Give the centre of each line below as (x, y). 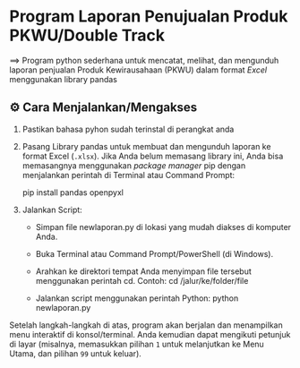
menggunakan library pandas (64, 79)
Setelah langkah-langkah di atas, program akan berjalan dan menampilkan (146, 325)
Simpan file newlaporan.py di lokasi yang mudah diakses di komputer (163, 227)
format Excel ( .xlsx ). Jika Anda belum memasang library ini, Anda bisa (153, 156)
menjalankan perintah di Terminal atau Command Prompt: (129, 175)
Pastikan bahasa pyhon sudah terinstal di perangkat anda (128, 129)
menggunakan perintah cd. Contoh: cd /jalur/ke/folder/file (142, 280)
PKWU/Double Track (87, 35)
